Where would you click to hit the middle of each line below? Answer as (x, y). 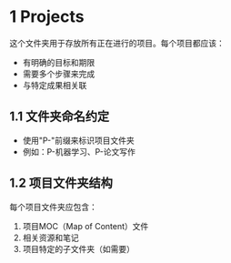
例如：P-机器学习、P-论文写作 (79, 151)
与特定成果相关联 (55, 85)
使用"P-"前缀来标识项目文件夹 (78, 140)
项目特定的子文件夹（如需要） (78, 248)
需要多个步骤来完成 (59, 74)
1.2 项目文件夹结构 (61, 183)
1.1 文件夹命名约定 (60, 117)
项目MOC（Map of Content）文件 (85, 226)
